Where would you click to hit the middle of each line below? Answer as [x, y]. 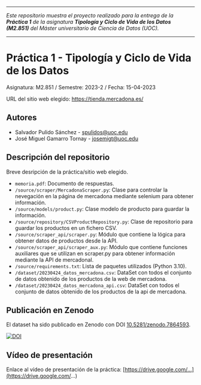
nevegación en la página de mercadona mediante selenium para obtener [104, 196]
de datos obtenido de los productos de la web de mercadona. [91, 278]
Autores [22, 118]
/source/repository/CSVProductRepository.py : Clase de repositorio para [104, 222]
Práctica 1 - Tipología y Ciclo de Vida [99, 58]
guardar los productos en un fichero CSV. [66, 228]
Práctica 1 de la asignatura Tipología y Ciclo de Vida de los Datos [89, 22]
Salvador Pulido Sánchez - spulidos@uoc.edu [71, 132]
